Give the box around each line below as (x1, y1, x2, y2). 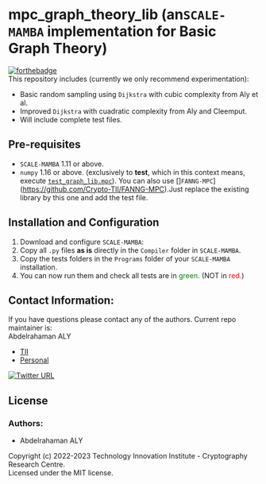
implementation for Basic (47, 22, 217, 41)
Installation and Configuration (8, 216, 160, 230)
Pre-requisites (8, 137, 81, 152)
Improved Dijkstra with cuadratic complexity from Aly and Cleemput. (19, 106, 248, 116)
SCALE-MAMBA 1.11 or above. (19, 159, 105, 168)
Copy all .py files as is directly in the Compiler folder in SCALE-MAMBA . (19, 245, 241, 255)
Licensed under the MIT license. (8, 468, 114, 478)
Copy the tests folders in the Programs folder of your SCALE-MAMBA (19, 254, 231, 263)
